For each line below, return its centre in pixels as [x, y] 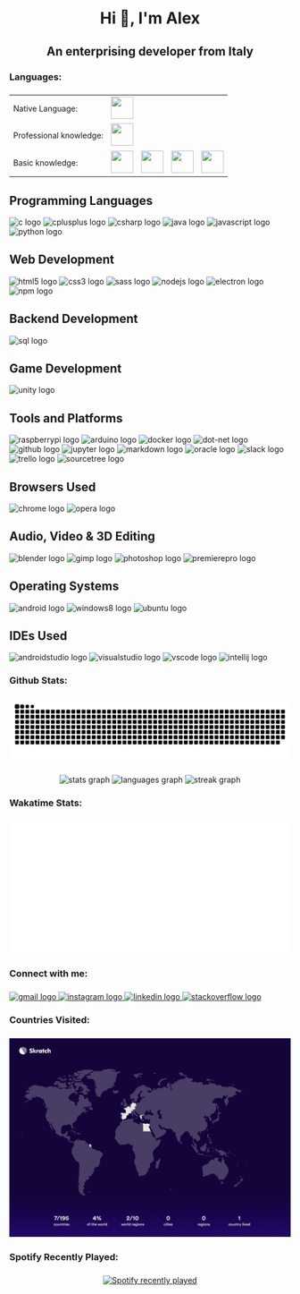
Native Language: [46, 109]
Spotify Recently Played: [64, 1257]
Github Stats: [39, 681]
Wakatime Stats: [46, 803]
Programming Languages [81, 200]
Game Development [66, 369]
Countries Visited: [50, 1019]
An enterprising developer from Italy [150, 51]
